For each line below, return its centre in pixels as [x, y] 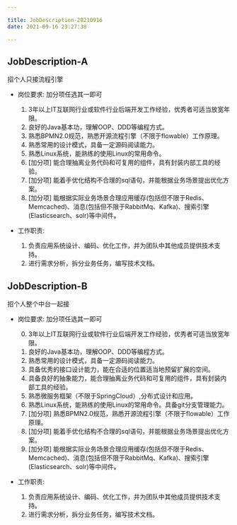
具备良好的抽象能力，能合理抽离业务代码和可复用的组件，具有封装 [124, 379]
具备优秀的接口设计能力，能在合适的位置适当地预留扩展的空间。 [121, 369]
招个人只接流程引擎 [35, 79]
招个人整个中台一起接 [38, 304]
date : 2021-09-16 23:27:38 [47, 27]
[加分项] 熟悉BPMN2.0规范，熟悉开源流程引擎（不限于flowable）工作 [129, 414]
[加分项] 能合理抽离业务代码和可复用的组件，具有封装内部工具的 [121, 163]
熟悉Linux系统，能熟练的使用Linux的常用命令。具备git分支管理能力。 [128, 405]
